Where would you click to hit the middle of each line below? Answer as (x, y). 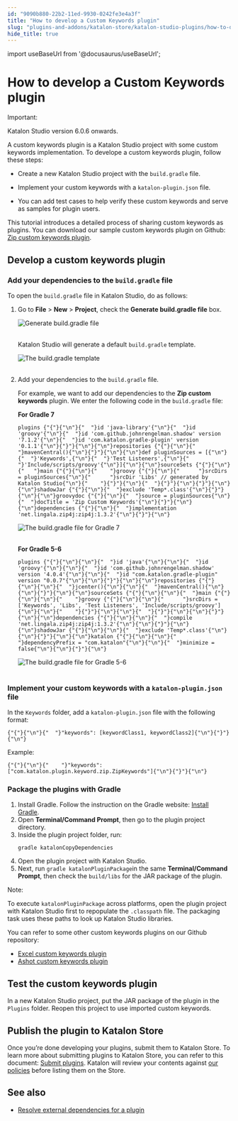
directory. (32, 827)
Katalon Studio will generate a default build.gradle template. (107, 344)
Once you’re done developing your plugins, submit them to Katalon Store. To (119, 1048)
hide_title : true (33, 34)
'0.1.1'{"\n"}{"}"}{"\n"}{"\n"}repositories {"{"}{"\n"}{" (107, 446)
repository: (23, 940)
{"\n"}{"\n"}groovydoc (51, 496)
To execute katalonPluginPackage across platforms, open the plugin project (117, 904)
